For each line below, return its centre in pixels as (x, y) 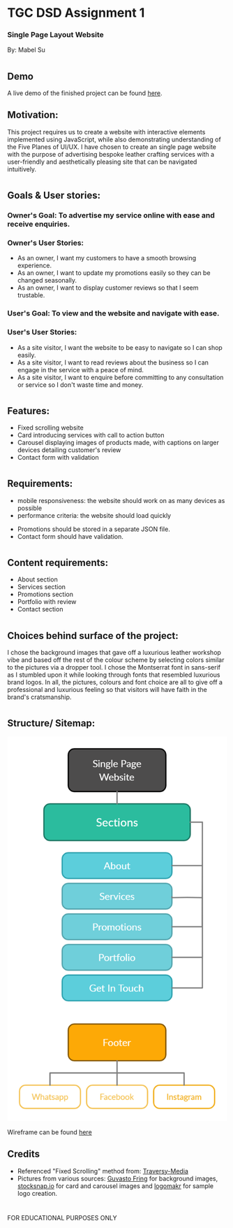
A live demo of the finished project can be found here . (85, 93)
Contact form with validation (58, 458)
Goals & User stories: (54, 196)
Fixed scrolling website (50, 428)
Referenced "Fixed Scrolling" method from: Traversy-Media (103, 1171)
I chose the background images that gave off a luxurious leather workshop (114, 652)
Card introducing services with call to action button (91, 435)
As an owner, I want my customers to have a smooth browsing (107, 258)
